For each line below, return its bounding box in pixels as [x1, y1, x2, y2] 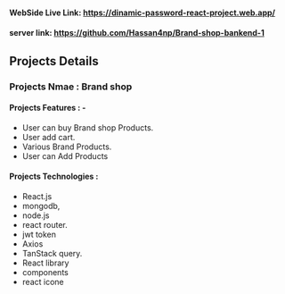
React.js [21, 190, 53, 201]
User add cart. [21, 131, 76, 142]
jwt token [21, 229, 56, 239]
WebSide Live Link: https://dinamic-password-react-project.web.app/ [9, 7, 276, 18]
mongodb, [21, 200, 61, 211]
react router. [21, 219, 69, 230]
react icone [21, 276, 64, 287]
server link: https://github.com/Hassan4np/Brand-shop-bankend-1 [9, 28, 265, 38]
